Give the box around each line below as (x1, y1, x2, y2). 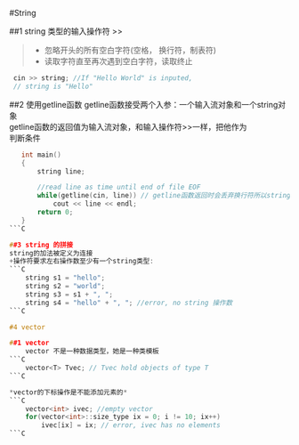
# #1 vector (9, 338, 50, 348)
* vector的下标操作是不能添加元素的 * (9, 387, 127, 397)
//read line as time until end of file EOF (36, 182, 201, 192)
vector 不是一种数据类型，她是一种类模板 (25, 347, 159, 356)
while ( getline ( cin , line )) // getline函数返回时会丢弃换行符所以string (36, 191, 291, 200)
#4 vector (9, 322, 46, 332)
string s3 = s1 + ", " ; (25, 289, 114, 299)
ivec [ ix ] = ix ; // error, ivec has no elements (41, 421, 221, 430)
